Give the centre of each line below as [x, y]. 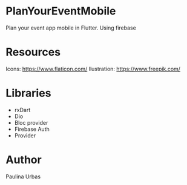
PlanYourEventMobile [61, 11]
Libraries [28, 93]
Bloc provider [31, 122]
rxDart [22, 110]
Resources [33, 52]
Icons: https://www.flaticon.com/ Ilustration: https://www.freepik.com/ [93, 69]
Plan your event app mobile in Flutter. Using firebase [71, 28]
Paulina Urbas [23, 177]
